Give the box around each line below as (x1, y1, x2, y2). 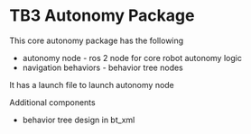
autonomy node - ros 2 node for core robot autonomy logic (22, 52, 242, 63)
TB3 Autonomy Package (9, 5, 195, 26)
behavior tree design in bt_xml (22, 114, 135, 125)
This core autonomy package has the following (9, 35, 184, 46)
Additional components (9, 96, 97, 108)
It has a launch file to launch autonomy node (9, 79, 174, 90)
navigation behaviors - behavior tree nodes (22, 62, 183, 73)
